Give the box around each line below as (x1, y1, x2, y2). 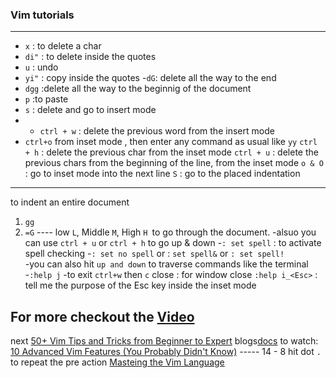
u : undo (24, 61, 59, 73)
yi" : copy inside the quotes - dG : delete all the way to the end (24, 72, 277, 84)
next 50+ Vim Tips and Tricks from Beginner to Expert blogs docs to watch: (10, 335, 319, 347)
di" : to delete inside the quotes (24, 51, 157, 63)
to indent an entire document (10, 196, 130, 208)
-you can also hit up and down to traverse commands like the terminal (24, 258, 309, 270)
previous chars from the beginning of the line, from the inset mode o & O (24, 157, 324, 169)
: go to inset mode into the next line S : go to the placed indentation (24, 168, 301, 180)
